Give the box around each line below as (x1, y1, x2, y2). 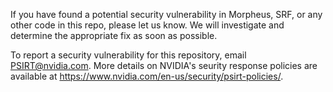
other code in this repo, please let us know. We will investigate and (10, 19, 285, 31)
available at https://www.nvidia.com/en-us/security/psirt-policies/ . (10, 70, 284, 82)
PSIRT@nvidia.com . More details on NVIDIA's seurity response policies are (10, 60, 318, 71)
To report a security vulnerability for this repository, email (10, 49, 247, 61)
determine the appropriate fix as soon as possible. (10, 30, 218, 41)
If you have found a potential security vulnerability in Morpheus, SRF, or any (10, 9, 323, 20)
